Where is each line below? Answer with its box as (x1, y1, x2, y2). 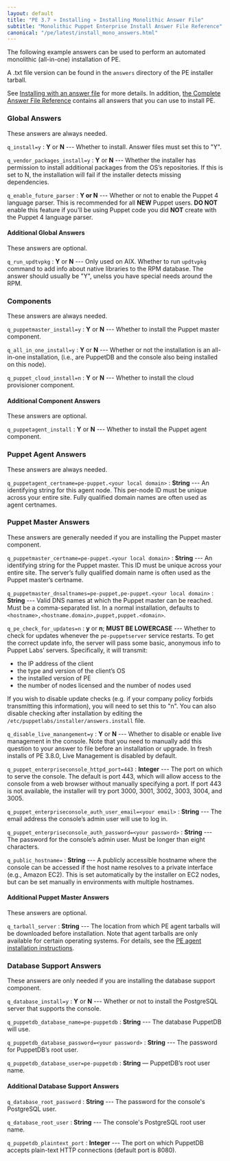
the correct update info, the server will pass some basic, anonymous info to (7, 639, 221, 647)
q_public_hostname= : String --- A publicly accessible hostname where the (7, 855, 217, 864)
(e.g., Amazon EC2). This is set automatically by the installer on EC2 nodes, (7, 870, 220, 879)
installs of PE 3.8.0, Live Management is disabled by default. (7, 751, 177, 759)
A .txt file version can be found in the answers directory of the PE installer (7, 69, 214, 77)
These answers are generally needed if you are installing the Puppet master (7, 533, 221, 541)
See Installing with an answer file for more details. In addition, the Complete (7, 89, 221, 97)
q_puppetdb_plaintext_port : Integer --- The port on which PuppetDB (7, 1138, 204, 1147)
